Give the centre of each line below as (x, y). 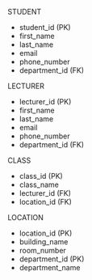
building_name (44, 242)
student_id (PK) (45, 27)
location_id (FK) (45, 202)
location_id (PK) (46, 233)
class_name (39, 185)
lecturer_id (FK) (45, 193)
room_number (42, 250)
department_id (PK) (52, 259)
